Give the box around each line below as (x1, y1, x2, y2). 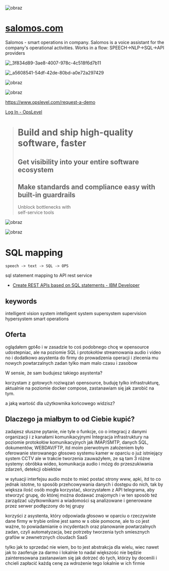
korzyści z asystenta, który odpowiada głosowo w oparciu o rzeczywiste (5, 512, 156, 519)
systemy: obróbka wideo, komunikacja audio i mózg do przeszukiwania (5, 461, 153, 467)
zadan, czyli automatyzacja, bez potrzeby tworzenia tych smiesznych (5, 528, 150, 535)
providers (5, 50, 25, 56)
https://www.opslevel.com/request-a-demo (5, 99, 96, 105)
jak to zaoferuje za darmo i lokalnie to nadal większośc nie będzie (5, 549, 142, 555)
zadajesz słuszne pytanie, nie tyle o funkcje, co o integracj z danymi (5, 428, 147, 434)
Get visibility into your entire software (17, 158, 139, 166)
